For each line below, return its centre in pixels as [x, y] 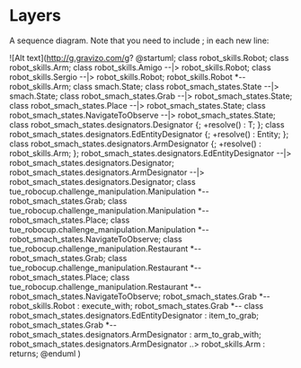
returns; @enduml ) [45, 353]
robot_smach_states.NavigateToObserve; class [96, 239]
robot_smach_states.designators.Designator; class [102, 181]
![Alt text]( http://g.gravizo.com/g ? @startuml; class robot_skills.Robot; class [149, 57]
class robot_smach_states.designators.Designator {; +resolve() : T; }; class [147, 124]
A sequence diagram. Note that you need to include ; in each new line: [139, 40]
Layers [35, 16]
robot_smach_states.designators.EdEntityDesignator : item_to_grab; [134, 315]
